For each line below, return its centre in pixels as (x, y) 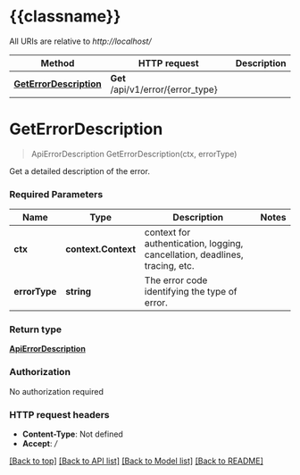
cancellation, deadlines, (194, 254)
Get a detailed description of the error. (79, 171)
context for (167, 232)
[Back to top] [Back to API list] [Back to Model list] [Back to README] (136, 461)
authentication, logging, (194, 244)
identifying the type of (191, 292)
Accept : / (40, 444)
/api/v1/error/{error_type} (164, 89)
